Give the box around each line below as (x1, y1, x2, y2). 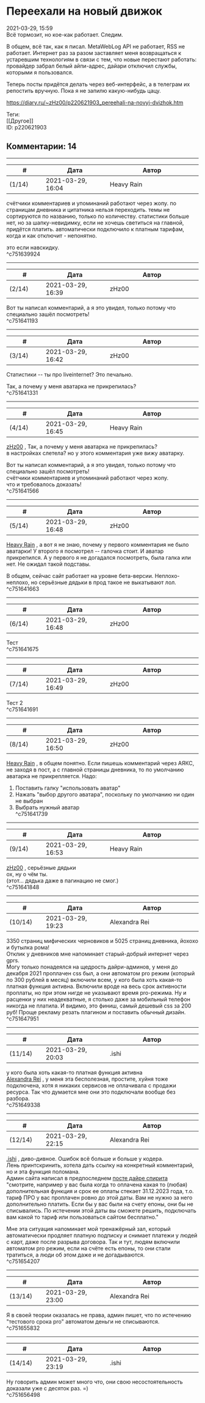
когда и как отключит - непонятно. (6, 232, 98, 239)
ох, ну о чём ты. (6, 870, 48, 878)
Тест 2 (6, 699, 23, 706)
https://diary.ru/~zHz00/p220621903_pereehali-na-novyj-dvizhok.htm (6, 99, 184, 106)
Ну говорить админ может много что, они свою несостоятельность (6, 1378, 183, 1385)
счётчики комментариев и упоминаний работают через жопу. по (6, 200, 177, 207)
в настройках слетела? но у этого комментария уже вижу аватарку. (6, 449, 185, 456)
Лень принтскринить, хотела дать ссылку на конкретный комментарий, (6, 1161, 194, 1169)
